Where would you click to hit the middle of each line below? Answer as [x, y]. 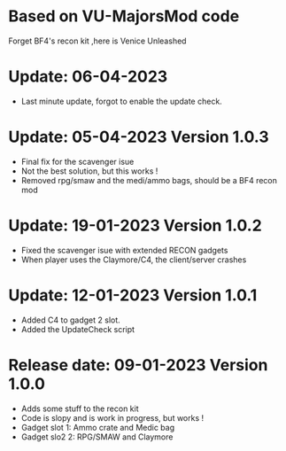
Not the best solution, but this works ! [89, 171]
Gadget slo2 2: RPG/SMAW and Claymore [97, 437]
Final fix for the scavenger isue [77, 161]
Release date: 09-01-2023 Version [138, 365]
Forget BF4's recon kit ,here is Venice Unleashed [97, 41]
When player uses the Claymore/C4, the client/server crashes [134, 260]
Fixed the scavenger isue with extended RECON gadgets [124, 250]
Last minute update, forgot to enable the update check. [121, 101]
